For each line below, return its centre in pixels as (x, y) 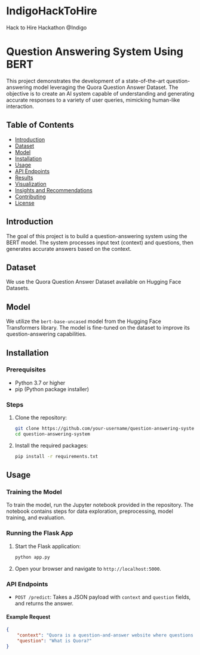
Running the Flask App (40, 533)
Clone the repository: (41, 418)
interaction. (20, 106)
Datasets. (18, 288)
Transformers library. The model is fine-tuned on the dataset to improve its (98, 328)
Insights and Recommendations (53, 190)
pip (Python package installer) (52, 389)
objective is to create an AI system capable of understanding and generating (100, 93)
